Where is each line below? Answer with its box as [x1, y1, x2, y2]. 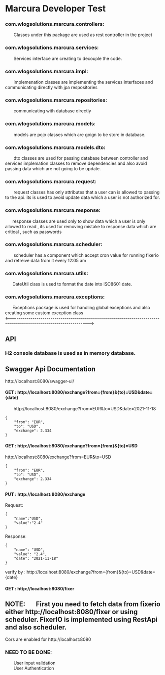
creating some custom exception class [5, 310, 84, 316]
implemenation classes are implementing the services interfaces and [13, 79, 153, 85]
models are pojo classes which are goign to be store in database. [13, 132, 146, 138]
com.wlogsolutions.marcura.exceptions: [5, 293, 105, 300]
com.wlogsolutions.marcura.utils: [5, 270, 89, 277]
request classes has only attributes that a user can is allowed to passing [13, 189, 160, 195]
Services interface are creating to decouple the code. [13, 55, 122, 61]
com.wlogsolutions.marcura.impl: [5, 68, 89, 75]
